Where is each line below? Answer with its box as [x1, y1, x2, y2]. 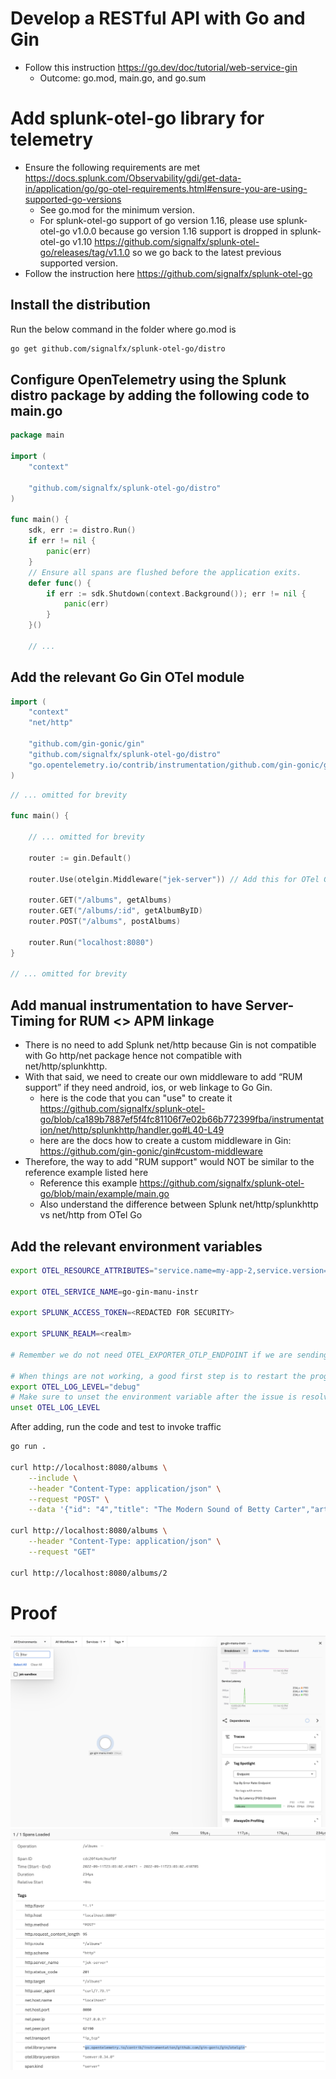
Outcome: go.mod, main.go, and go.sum [39, 72, 207, 84]
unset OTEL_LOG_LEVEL [10, 1403, 101, 1413]
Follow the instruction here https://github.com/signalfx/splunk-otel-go [24, 267, 313, 279]
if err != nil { [28, 536, 97, 546]
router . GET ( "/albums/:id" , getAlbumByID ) [28, 906, 203, 916]
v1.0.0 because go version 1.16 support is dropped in [72, 225, 288, 237]
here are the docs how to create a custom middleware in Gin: [39, 1135, 292, 1147]
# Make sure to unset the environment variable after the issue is [10, 1392, 298, 1402]
